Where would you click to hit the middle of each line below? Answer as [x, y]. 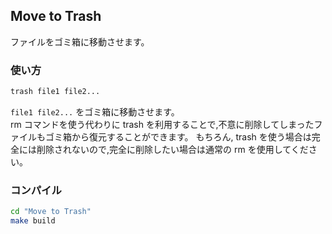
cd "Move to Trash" [51, 212]
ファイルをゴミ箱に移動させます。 [80, 41]
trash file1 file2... [55, 92]
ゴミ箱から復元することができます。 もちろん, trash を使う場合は [178, 136]
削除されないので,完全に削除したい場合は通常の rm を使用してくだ [172, 149]
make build [33, 221]
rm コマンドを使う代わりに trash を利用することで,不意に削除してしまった [162, 124]
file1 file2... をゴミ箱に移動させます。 [95, 111]
